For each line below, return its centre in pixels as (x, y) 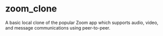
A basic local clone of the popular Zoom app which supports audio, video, (82, 22)
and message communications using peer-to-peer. (58, 27)
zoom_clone (31, 9)
